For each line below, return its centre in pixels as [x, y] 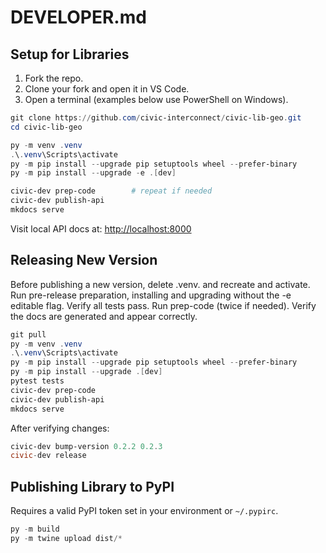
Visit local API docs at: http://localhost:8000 [101, 228]
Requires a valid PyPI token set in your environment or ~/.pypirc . [144, 511]
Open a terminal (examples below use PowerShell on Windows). [156, 99]
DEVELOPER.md [78, 17]
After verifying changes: [60, 428]
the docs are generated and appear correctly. [104, 316]
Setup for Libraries [70, 54]
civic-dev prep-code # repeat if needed [111, 191]
